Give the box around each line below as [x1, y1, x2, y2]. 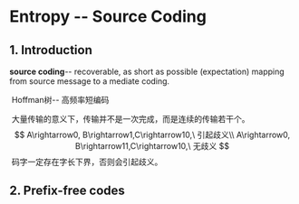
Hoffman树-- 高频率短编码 [11, 95, 110, 105]
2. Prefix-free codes [9, 183, 125, 199]
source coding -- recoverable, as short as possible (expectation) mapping [9, 66, 285, 77]
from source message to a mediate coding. [9, 76, 170, 87]
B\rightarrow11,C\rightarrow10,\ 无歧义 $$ [75, 141, 229, 151]
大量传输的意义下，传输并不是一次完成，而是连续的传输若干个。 [11, 114, 250, 124]
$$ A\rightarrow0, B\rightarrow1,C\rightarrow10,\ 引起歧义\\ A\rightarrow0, [14, 129, 291, 140]
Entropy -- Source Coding [9, 6, 207, 27]
